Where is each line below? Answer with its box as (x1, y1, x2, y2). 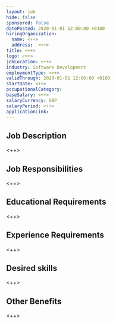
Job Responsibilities (6, 163, 83, 174)
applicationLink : (6, 109, 49, 115)
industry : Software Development (6, 64, 86, 70)
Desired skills (6, 263, 58, 273)
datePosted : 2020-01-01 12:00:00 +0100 (6, 25, 105, 32)
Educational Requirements (6, 197, 106, 207)
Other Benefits (6, 296, 62, 306)
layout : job (6, 8, 36, 15)
